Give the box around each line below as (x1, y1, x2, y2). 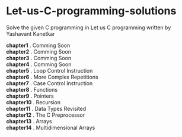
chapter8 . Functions (6, 86, 58, 93)
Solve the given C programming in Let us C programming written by (6, 24, 171, 31)
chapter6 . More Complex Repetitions (6, 73, 99, 80)
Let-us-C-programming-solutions (6, 4, 177, 18)
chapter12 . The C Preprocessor (6, 111, 85, 119)
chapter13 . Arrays (6, 117, 52, 124)
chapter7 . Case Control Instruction (6, 79, 93, 87)
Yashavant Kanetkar (6, 30, 55, 37)
